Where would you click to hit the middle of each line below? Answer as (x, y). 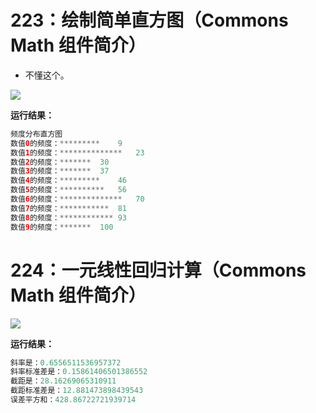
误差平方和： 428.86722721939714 (73, 400)
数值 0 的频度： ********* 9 (66, 143)
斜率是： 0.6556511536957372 (66, 362)
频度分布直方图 (36, 134)
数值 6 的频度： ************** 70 (77, 199)
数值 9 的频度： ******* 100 (62, 227)
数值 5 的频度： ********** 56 (68, 190)
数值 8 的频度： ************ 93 (68, 217)
